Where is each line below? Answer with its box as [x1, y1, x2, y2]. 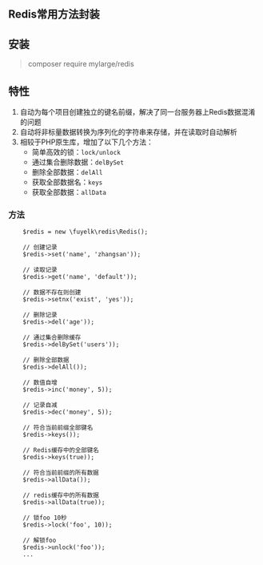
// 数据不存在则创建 [22, 289, 82, 297]
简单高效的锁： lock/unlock [31, 147, 122, 157]
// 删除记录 [22, 311, 58, 319]
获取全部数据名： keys [31, 177, 103, 187]
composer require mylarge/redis [27, 59, 134, 69]
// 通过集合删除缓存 [22, 333, 82, 342]
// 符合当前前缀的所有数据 [22, 469, 99, 477]
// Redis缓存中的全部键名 [22, 446, 100, 454]
